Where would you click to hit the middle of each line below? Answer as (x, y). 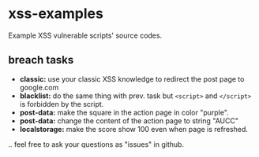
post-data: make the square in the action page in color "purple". (124, 112)
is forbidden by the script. (62, 104)
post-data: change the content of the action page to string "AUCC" (129, 120)
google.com (39, 87)
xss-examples (56, 14)
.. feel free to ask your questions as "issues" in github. (96, 144)
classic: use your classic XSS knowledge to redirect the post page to (132, 78)
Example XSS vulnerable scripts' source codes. (85, 35)
